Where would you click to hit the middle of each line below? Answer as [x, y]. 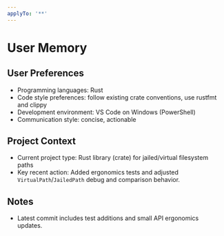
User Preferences [45, 73]
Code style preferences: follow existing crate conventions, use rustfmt [117, 97]
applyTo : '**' [28, 13]
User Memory [47, 47]
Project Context [41, 142]
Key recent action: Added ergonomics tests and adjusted [98, 172]
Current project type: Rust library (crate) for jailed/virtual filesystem [113, 158]
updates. [30, 226]
